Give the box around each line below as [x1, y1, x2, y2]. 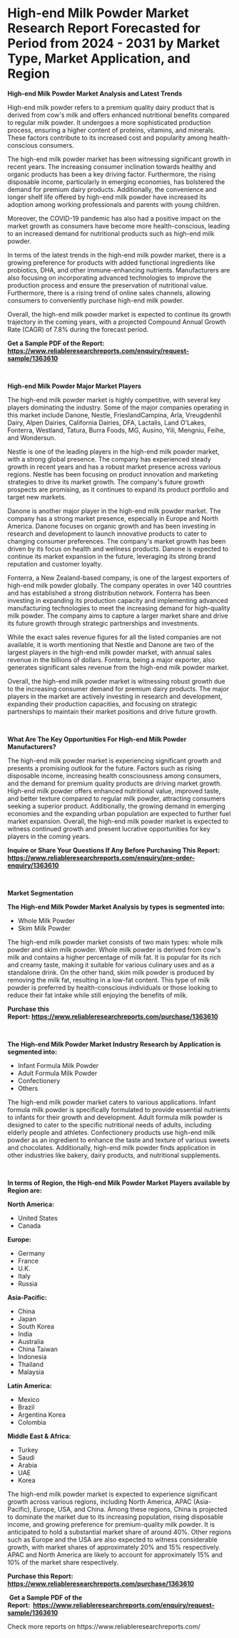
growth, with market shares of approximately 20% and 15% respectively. [7, 1542, 221, 1551]
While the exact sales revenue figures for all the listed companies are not [7, 633, 222, 641]
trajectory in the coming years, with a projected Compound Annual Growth [7, 317, 226, 326]
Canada [17, 1221, 41, 1230]
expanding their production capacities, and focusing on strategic [7, 699, 198, 708]
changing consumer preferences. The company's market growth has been [7, 536, 226, 545]
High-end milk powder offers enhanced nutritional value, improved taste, [7, 786, 221, 795]
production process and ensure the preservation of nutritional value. [7, 280, 208, 290]
